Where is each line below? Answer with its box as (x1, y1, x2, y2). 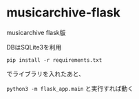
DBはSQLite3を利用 (6, 43, 62, 51)
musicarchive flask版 (6, 28, 66, 36)
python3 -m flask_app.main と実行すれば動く (6, 84, 133, 92)
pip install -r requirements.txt (6, 56, 103, 63)
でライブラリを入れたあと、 (6, 69, 85, 78)
